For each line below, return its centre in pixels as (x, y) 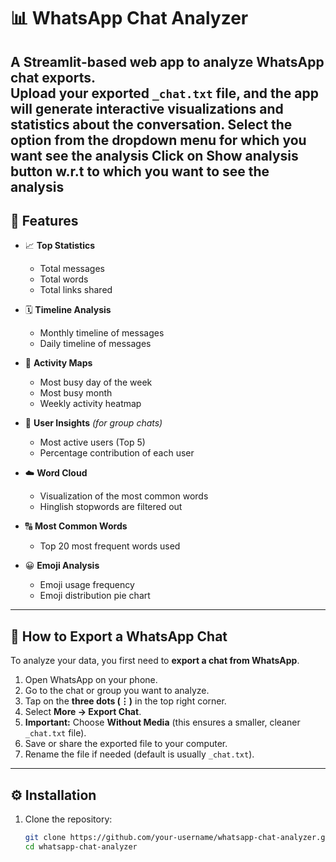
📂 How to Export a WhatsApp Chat (119, 636)
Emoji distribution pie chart (95, 596)
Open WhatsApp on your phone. (91, 680)
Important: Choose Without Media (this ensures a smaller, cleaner (162, 722)
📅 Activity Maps (58, 363)
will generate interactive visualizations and (147, 108)
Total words (64, 279)
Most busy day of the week (96, 382)
